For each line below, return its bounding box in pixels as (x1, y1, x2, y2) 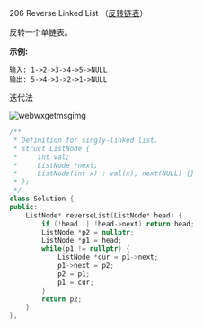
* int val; (13, 152, 70, 162)
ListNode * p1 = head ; (41, 236, 123, 245)
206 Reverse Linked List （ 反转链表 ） (9, 8, 148, 18)
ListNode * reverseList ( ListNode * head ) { (25, 210, 182, 220)
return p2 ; (41, 295, 83, 304)
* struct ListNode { (13, 144, 91, 153)
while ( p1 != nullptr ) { (41, 244, 130, 253)
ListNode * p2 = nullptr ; (41, 227, 135, 236)
